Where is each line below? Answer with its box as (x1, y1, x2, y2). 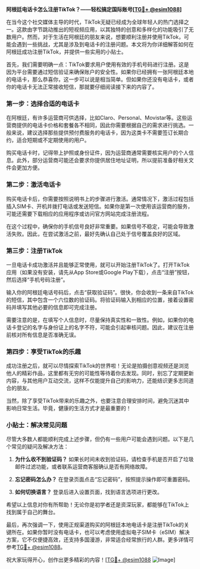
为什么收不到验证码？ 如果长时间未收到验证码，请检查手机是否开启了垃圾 (14, 456, 194, 463)
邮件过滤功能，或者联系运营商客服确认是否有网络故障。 (14, 463, 151, 470)
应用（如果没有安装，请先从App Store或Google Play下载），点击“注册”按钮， (6, 268, 193, 276)
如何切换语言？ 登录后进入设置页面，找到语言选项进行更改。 (14, 489, 162, 496)
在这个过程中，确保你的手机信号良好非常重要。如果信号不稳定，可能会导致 (6, 223, 189, 230)
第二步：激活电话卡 (6, 181, 61, 189)
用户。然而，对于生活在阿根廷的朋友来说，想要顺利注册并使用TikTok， (11, 33, 185, 41)
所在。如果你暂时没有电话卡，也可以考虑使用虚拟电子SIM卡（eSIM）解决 (11, 528, 190, 536)
